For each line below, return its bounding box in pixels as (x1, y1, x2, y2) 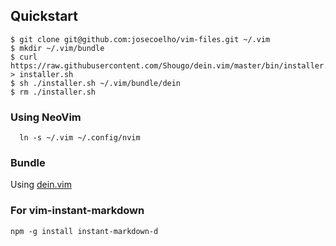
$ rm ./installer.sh (10, 87, 97, 97)
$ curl (10, 52, 38, 62)
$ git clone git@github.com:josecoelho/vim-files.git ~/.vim (10, 34, 271, 44)
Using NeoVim (10, 110, 82, 124)
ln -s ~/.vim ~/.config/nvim (19, 133, 141, 143)
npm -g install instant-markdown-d (10, 226, 159, 236)
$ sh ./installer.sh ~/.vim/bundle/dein (10, 78, 182, 88)
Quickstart (10, 8, 79, 25)
